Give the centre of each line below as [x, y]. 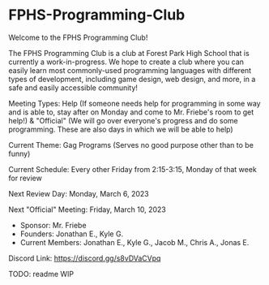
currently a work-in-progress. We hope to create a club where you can [126, 62]
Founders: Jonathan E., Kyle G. [72, 234]
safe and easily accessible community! [73, 88]
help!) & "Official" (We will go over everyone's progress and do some [123, 120]
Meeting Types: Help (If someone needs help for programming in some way [134, 103]
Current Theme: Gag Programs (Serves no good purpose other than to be [131, 145]
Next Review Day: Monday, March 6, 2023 [79, 193]
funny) [19, 153]
